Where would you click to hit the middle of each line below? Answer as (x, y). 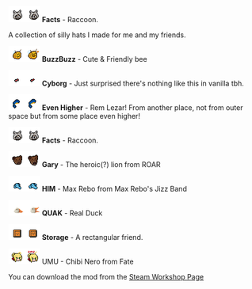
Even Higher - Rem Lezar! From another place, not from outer (142, 108)
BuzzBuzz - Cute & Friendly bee (95, 59)
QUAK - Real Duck (72, 213)
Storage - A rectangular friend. (92, 237)
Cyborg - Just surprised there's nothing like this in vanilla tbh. (143, 83)
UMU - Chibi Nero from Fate (88, 261)
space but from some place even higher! (74, 116)
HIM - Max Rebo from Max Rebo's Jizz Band (115, 189)
